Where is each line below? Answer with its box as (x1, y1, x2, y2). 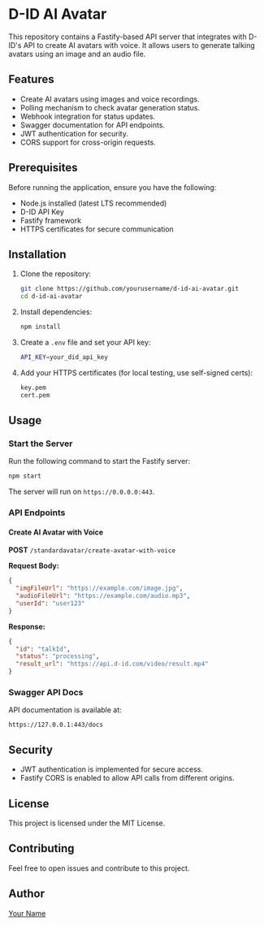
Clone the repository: (19, 269, 92, 279)
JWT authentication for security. (19, 128, 128, 138)
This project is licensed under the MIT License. (8, 818, 166, 828)
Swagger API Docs (8, 686, 84, 698)
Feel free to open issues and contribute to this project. (8, 863, 190, 873)
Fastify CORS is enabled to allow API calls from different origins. (19, 773, 235, 783)
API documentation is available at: (8, 705, 122, 715)
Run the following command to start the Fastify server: (8, 457, 191, 466)
